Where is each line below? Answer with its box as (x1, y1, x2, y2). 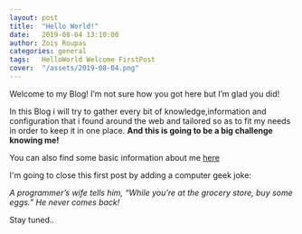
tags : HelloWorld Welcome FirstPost (9, 55, 156, 64)
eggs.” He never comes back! (9, 196, 120, 208)
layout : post (9, 13, 59, 23)
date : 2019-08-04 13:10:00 (9, 30, 119, 39)
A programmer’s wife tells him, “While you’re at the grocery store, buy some (9, 187, 294, 198)
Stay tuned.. (9, 214, 55, 225)
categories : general (9, 47, 88, 56)
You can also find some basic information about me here (9, 152, 220, 163)
